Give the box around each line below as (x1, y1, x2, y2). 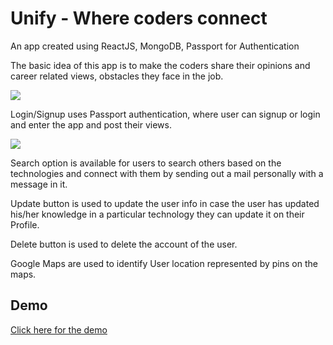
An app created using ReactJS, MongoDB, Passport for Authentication (10, 40, 300, 52)
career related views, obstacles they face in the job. (10, 70, 224, 82)
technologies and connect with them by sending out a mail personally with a (10, 167, 324, 179)
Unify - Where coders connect (10, 7, 268, 30)
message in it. (10, 178, 68, 190)
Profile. (10, 218, 40, 231)
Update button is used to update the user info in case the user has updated (10, 197, 320, 209)
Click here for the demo (10, 323, 108, 336)
